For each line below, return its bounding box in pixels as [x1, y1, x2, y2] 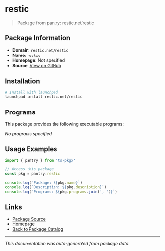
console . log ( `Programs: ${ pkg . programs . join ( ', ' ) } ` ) [5, 189, 118, 195]
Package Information [5, 34, 71, 42]
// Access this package [5, 167, 54, 171]
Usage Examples [5, 145, 57, 153]
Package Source [12, 216, 46, 222]
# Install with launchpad [5, 90, 58, 95]
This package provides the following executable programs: [5, 121, 124, 127]
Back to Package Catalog [12, 226, 64, 232]
